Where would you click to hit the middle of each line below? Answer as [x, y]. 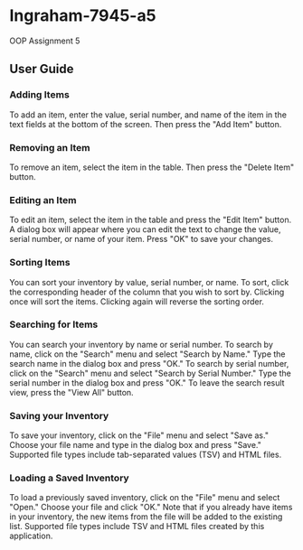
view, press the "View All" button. [71, 392]
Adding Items [39, 95]
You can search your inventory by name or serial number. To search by [142, 344]
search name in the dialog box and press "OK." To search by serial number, [149, 363]
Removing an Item [50, 147]
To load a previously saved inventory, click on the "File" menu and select [145, 498]
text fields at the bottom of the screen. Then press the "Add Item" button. [146, 124]
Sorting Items [40, 263]
